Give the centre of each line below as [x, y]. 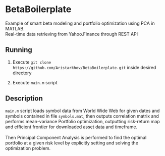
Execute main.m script [35, 82]
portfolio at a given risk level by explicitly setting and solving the [72, 143]
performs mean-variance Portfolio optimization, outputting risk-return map [82, 121]
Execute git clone [32, 62]
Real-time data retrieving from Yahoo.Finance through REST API [72, 34]
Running [19, 50]
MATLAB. [15, 28]
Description [24, 99]
